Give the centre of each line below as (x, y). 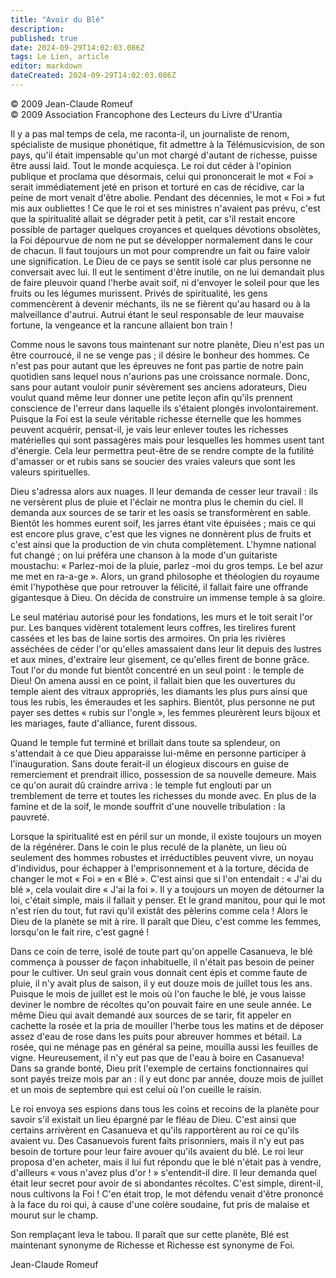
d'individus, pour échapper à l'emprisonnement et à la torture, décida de (160, 868)
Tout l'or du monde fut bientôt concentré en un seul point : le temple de (157, 670)
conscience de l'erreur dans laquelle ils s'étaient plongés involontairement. (164, 408)
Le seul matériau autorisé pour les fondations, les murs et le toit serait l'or (161, 617)
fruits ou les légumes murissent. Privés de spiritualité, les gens (139, 293)
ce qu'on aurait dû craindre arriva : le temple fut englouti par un (141, 785)
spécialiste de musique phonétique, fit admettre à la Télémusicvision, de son (168, 144)
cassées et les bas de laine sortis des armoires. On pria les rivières (148, 638)
